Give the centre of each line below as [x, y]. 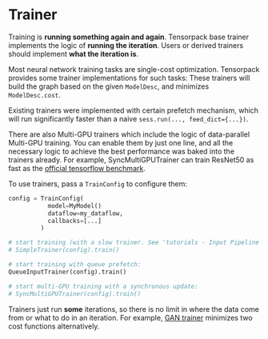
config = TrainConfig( [46, 198]
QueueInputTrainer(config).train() [68, 272]
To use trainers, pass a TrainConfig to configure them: [98, 183]
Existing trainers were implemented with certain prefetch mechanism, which [133, 110]
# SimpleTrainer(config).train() [64, 250]
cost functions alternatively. [54, 326]
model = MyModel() [75, 205]
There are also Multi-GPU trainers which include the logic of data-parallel [129, 134]
